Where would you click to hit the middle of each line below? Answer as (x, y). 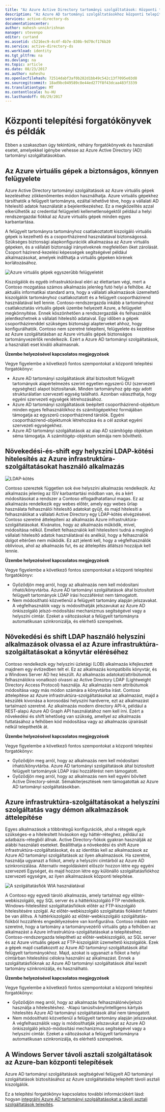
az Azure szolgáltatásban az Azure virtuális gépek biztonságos (69, 334)
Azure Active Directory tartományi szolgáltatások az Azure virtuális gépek (80, 190)
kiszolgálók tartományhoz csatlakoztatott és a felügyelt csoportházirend (78, 297)
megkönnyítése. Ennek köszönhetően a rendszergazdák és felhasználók (78, 313)
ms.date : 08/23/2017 (26, 69)
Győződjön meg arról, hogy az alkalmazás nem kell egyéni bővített (79, 776)
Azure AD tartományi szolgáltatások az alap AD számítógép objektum (82, 431)
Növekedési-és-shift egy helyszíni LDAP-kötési (79, 451)
